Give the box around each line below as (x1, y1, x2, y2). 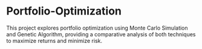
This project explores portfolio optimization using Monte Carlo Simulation (6, 24, 189, 31)
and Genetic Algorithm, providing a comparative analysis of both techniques (6, 30, 196, 38)
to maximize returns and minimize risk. (6, 37, 103, 44)
